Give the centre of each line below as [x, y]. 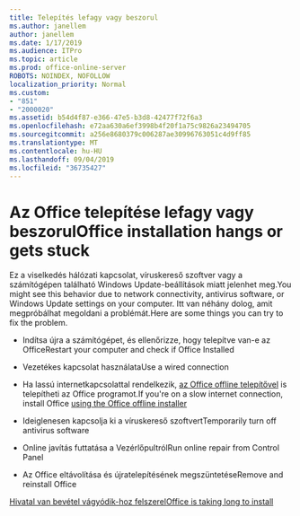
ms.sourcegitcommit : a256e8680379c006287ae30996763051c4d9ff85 [130, 135]
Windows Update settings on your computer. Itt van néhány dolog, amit [141, 304]
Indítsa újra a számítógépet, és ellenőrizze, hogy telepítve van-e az [146, 340]
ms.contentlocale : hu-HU [56, 151]
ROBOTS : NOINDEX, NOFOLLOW [60, 76]
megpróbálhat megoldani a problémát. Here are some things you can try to [146, 313]
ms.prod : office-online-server [68, 68]
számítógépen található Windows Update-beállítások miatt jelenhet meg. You [150, 284]
